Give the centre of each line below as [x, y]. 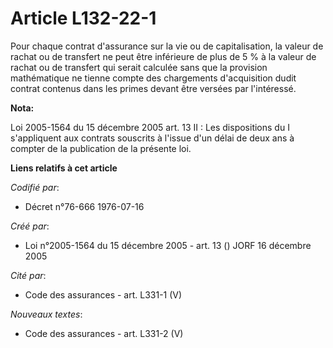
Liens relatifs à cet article [64, 168]
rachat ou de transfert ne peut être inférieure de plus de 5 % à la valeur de [163, 56]
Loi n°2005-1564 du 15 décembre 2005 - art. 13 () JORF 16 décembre [168, 245]
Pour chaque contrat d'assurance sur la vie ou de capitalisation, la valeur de [167, 46]
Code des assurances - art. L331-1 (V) [103, 294]
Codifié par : [35, 187]
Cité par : [28, 275]
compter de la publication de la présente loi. [101, 148]
